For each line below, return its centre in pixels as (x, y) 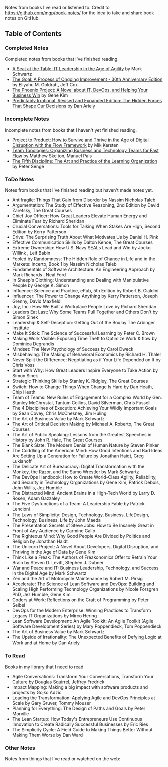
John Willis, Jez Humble (37, 488)
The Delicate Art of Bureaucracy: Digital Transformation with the (78, 467)
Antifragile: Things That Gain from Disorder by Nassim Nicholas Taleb (84, 200)
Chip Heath (24, 392)
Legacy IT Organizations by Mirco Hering (55, 616)
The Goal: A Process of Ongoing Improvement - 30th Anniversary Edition (87, 79)
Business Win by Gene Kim (40, 95)
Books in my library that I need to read (44, 667)
